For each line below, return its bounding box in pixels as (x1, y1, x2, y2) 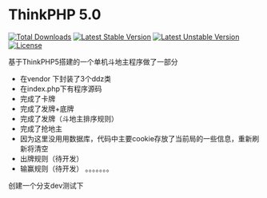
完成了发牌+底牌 (19, 104, 74, 113)
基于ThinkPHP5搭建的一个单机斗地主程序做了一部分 (8, 57, 178, 66)
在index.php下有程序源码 (19, 84, 102, 93)
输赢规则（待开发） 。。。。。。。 (19, 164, 114, 173)
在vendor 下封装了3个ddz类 (19, 73, 112, 83)
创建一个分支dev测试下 (8, 180, 84, 190)
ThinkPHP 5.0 (8, 6, 102, 24)
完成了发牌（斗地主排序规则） (19, 113, 118, 123)
